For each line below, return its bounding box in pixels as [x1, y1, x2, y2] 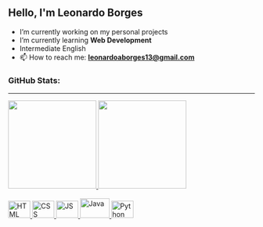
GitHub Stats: [8, 74, 61, 85]
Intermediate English [19, 43, 86, 53]
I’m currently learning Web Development [19, 35, 152, 45]
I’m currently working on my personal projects [19, 27, 168, 36]
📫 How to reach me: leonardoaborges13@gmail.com [19, 52, 195, 62]
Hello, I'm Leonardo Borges [8, 6, 143, 20]
